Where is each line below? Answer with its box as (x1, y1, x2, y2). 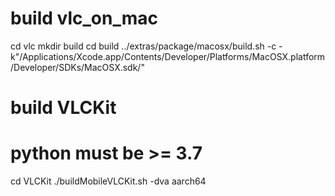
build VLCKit (10, 97, 117, 119)
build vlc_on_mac (10, 7, 158, 30)
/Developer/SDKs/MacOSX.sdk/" (10, 61, 145, 73)
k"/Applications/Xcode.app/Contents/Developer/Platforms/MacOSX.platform (10, 50, 326, 62)
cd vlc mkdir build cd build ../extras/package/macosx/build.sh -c (10, 40, 277, 52)
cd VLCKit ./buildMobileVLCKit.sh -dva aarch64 (10, 175, 207, 187)
